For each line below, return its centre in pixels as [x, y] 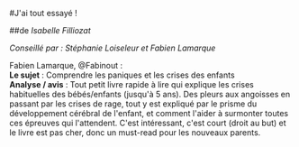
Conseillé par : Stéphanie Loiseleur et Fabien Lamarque [113, 48]
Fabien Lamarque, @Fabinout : [66, 65]
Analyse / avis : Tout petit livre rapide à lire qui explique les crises [131, 84]
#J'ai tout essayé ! [44, 13]
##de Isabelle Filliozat [50, 30]
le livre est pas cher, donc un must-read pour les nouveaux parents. [135, 133]
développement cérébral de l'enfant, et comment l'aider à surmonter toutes [149, 113]
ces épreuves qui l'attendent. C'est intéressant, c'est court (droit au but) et [148, 123]
